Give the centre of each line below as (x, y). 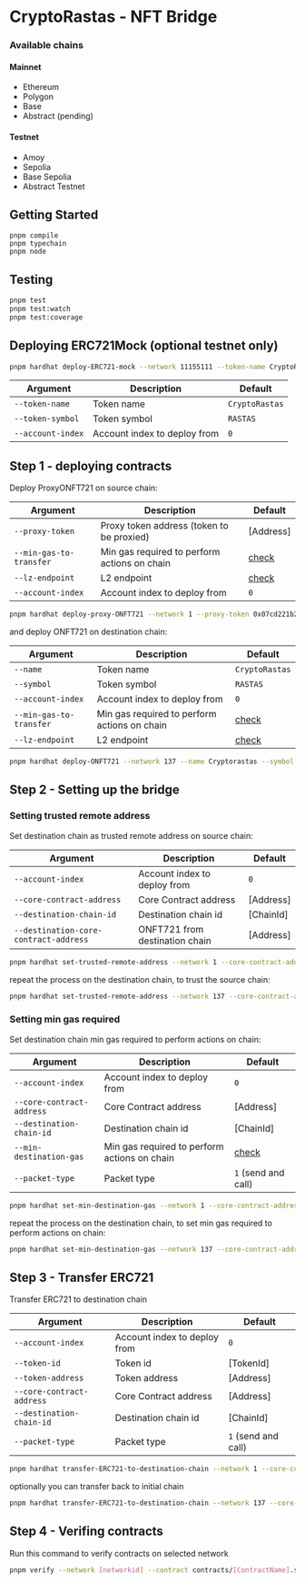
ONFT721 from (171, 929)
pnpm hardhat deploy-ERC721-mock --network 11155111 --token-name (138, 367)
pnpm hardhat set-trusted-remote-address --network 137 (117, 996)
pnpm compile (34, 236)
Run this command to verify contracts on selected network (119, 1553)
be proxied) (125, 537)
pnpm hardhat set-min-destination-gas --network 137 (111, 1249)
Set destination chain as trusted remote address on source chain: (131, 835)
